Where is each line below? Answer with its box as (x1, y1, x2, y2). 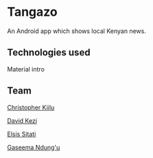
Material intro (7, 65, 45, 73)
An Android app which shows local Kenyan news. (7, 27, 146, 35)
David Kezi (7, 116, 38, 124)
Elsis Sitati (7, 130, 36, 138)
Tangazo (7, 4, 58, 20)
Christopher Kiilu (7, 103, 55, 111)
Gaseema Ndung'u (7, 143, 60, 151)
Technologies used (7, 47, 91, 58)
